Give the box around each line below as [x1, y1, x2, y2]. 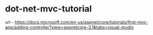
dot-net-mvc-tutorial [5, 3, 92, 14]
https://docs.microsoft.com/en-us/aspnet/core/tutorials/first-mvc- [14, 19, 148, 25]
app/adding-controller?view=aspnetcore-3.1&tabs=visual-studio [5, 24, 134, 30]
